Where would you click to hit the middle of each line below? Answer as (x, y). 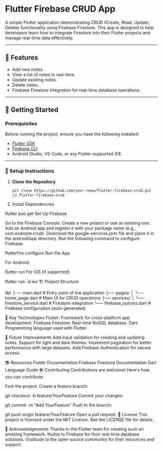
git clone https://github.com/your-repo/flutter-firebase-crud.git (81, 190)
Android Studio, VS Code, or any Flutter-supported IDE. (67, 154)
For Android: (17, 263)
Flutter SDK (24, 144)
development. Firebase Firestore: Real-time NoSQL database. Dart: (72, 323)
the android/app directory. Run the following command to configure (72, 238)
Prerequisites (21, 124)
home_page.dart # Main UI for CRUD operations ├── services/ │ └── (75, 298)
